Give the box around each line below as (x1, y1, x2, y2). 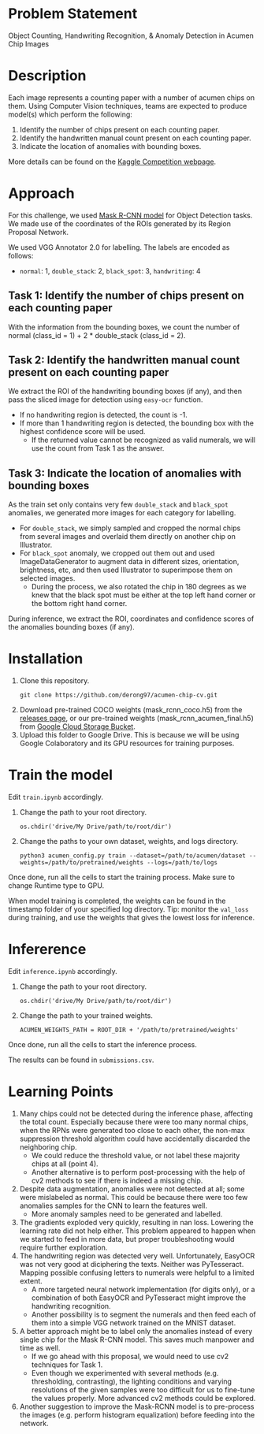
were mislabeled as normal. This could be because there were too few (19, 1193, 248, 1202)
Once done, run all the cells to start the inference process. (8, 1040, 197, 1049)
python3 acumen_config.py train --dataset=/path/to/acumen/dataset (19, 852, 246, 860)
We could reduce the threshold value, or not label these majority (31, 1151, 240, 1160)
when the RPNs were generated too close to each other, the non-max (19, 1126, 246, 1135)
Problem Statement (8, 5, 138, 23)
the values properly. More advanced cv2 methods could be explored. (31, 1394, 256, 1402)
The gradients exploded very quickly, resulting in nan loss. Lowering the (19, 1218, 254, 1227)
